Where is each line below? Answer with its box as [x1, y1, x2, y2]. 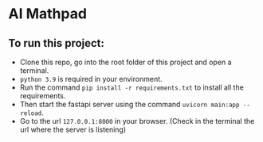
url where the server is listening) [19, 125, 127, 134]
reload [19, 109, 42, 117]
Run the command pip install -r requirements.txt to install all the [19, 83, 245, 92]
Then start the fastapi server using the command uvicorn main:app [19, 100, 240, 109]
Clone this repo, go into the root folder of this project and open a [19, 57, 233, 67]
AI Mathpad [8, 5, 88, 23]
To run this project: [8, 36, 105, 50]
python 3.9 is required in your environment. [19, 75, 163, 83]
